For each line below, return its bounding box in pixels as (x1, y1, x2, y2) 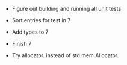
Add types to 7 (11, 28, 49, 36)
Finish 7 (11, 40, 32, 47)
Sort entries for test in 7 (11, 17, 71, 23)
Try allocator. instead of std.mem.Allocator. (11, 52, 119, 59)
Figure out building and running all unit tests (11, 5, 122, 12)
